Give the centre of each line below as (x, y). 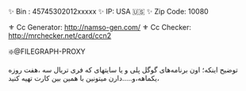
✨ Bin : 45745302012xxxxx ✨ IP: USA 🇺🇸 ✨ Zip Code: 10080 (108, 11)
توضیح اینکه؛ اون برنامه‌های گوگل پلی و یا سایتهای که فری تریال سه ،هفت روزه (123, 70)
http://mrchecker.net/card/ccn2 (60, 36)
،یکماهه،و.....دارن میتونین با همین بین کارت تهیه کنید (84, 78)
